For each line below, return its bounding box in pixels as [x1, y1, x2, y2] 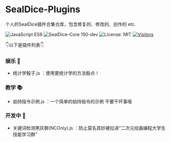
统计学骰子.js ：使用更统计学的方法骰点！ [12, 70, 100, 76]
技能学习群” [12, 131, 37, 137]
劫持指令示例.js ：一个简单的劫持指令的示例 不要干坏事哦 [12, 98, 132, 104]
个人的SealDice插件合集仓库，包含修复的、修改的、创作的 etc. [5, 21, 136, 27]
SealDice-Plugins [5, 4, 81, 15]
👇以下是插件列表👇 [5, 42, 44, 48]
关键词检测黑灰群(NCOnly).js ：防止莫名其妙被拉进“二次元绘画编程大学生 [12, 125, 166, 131]
